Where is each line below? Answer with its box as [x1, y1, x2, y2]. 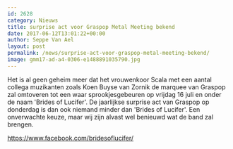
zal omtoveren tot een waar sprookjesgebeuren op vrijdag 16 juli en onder [7, 90, 222, 98]
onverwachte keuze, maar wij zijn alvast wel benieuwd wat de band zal [7, 112, 214, 121]
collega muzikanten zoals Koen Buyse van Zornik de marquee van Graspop [7, 82, 226, 91]
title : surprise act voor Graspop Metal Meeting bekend [7, 23, 175, 30]
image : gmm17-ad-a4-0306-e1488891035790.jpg [7, 56, 141, 63]
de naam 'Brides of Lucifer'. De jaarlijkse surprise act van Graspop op [7, 98, 210, 106]
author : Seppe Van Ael [7, 37, 74, 44]
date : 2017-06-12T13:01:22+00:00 [7, 30, 106, 37]
